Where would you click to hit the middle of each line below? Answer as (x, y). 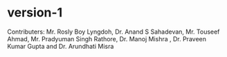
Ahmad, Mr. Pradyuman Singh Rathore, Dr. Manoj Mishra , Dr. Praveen (107, 38)
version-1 (35, 13)
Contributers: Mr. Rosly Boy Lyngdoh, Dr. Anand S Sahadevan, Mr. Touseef (113, 32)
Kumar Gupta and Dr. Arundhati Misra (61, 46)
